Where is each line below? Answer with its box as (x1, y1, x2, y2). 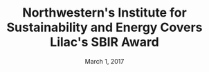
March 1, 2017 (84, 57, 125, 65)
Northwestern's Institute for (22, 5, 187, 21)
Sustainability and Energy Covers (6, 19, 203, 35)
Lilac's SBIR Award (50, 35, 159, 50)
